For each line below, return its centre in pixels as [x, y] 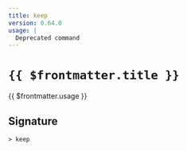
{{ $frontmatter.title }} [94, 76]
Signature [33, 121]
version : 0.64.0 [35, 23]
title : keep [28, 15]
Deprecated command [48, 38]
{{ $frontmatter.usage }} [48, 96]
